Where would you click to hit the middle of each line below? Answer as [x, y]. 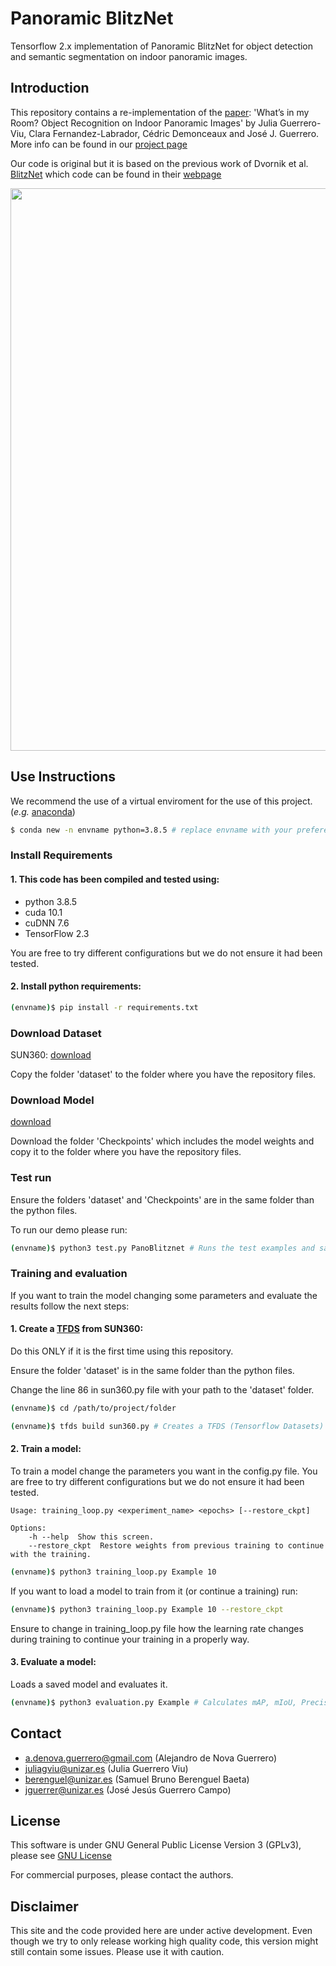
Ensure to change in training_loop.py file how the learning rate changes [157, 1628]
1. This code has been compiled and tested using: [115, 879]
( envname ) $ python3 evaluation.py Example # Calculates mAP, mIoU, [154, 1702]
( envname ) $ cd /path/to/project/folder [93, 1408]
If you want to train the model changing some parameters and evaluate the [164, 1295]
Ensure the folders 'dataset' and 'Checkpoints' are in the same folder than [162, 1199]
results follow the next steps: [70, 1306]
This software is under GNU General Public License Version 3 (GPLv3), [156, 1845]
